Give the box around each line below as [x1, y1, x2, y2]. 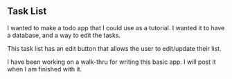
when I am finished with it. [7, 65, 82, 73]
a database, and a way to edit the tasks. [7, 31, 121, 39]
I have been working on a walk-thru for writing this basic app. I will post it [7, 58, 216, 66]
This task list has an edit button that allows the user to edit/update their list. [7, 44, 222, 52]
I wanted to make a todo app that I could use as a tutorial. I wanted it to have [7, 23, 225, 32]
